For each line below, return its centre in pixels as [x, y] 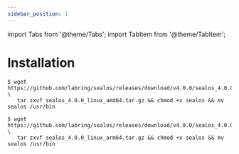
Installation [41, 63]
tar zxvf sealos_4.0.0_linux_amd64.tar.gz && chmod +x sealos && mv [120, 100]
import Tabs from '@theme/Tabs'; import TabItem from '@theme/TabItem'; [117, 34]
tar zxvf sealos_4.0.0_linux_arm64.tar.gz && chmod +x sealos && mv [120, 138]
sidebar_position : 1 [38, 14]
